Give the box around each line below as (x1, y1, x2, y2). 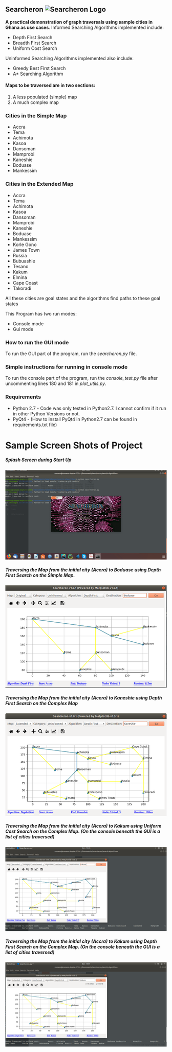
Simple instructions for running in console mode (5, 363, 128, 371)
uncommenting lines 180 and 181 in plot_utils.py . (5, 380, 106, 387)
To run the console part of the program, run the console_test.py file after (5, 375, 158, 381)
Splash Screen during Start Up (5, 457, 72, 463)
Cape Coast (12, 279, 38, 286)
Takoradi (12, 285, 32, 291)
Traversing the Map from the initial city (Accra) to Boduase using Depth (5, 567, 161, 573)
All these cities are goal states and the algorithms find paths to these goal (5, 295, 160, 301)
